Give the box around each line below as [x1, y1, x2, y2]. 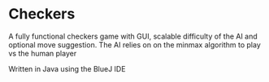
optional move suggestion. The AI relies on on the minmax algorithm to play [8, 39, 262, 49]
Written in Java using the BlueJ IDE [8, 64, 126, 73]
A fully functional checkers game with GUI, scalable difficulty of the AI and [8, 31, 258, 41]
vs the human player [8, 48, 77, 58]
